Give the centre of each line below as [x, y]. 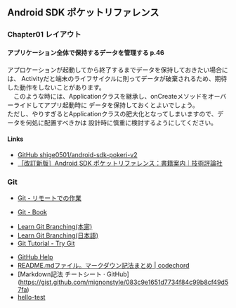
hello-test [31, 297]
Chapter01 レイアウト [45, 35]
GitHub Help [35, 257]
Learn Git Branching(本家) [55, 227]
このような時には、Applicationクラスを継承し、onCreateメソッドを [111, 96]
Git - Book [32, 212]
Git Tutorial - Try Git [46, 244]
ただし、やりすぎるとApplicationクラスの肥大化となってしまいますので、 [112, 113]
